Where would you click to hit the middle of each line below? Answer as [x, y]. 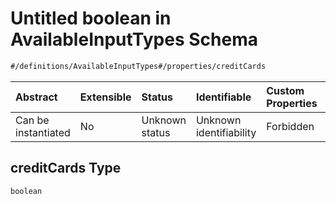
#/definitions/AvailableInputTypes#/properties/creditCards [138, 66]
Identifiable [223, 97]
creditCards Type [66, 168]
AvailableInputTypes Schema [134, 39]
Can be [32, 120]
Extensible [105, 97]
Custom [285, 90]
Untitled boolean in [91, 18]
